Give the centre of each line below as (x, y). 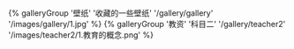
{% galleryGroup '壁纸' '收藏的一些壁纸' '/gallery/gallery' (111, 13)
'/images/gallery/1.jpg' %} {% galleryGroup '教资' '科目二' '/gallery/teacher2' (147, 24)
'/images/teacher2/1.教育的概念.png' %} (81, 35)
